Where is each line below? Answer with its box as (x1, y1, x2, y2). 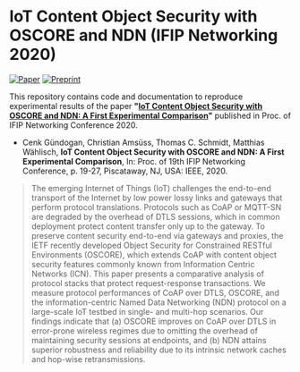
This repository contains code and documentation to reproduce (9, 91, 244, 102)
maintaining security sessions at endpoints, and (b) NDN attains (30, 334, 267, 345)
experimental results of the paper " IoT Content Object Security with (9, 100, 262, 111)
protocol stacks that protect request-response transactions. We (30, 277, 266, 288)
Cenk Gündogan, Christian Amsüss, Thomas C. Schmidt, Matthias (21, 137, 265, 148)
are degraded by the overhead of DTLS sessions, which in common (30, 211, 280, 222)
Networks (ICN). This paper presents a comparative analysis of (30, 268, 264, 279)
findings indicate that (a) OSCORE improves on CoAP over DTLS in (30, 316, 277, 326)
